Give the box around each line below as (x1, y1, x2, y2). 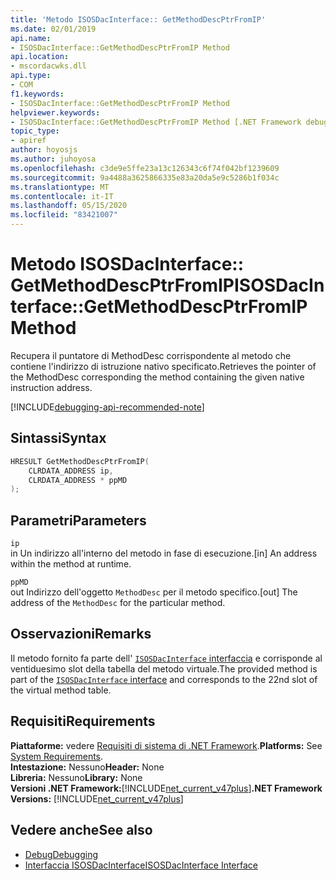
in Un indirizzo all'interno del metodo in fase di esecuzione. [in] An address (10, 547, 318, 560)
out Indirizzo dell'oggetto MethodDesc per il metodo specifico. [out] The (10, 586, 298, 598)
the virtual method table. (10, 684, 112, 696)
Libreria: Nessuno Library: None (10, 771, 143, 783)
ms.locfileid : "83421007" (10, 210, 118, 220)
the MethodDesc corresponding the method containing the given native (10, 371, 305, 383)
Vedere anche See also (10, 822, 153, 839)
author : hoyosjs (10, 145, 78, 155)
